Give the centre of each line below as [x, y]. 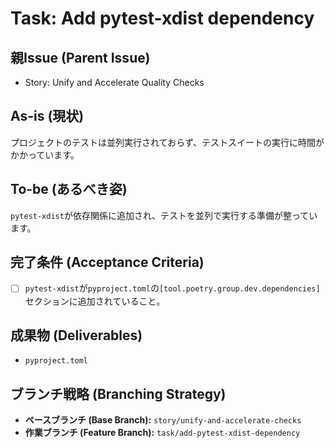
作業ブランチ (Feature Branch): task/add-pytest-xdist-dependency [162, 433]
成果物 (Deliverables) [76, 335]
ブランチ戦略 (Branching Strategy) [118, 393]
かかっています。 [45, 154]
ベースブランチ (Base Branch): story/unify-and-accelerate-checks [163, 420]
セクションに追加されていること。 [95, 301]
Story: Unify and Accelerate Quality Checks [114, 82]
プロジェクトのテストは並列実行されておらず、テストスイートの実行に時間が [167, 142]
